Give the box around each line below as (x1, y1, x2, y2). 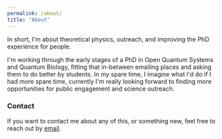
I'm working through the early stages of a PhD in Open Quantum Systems (7, 55, 214, 63)
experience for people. (7, 42, 72, 50)
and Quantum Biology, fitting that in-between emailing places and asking (7, 63, 212, 71)
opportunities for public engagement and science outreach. (7, 84, 175, 93)
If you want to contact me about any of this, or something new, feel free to (7, 117, 216, 125)
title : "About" (7, 16, 51, 23)
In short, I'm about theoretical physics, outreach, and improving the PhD (7, 35, 210, 43)
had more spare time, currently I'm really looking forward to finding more (7, 77, 212, 85)
